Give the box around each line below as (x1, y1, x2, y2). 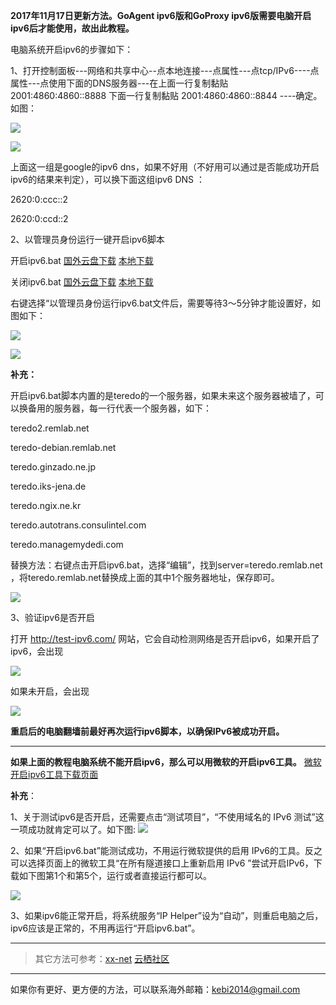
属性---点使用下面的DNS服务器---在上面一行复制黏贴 (10, 77, 229, 89)
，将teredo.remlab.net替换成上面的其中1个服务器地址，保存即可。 (10, 572, 280, 583)
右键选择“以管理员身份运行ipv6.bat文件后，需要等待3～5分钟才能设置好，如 (10, 297, 322, 309)
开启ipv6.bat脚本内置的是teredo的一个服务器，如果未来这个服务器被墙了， (10, 390, 316, 401)
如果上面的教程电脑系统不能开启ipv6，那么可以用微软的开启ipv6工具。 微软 (10, 756, 322, 768)
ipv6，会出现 (10, 645, 64, 657)
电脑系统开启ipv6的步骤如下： (10, 44, 134, 55)
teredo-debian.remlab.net (10, 442, 117, 453)
